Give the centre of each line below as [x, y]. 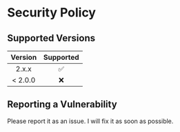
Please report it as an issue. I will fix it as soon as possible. [90, 121]
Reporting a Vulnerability [62, 104]
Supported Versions [51, 38]
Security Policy [52, 13]
